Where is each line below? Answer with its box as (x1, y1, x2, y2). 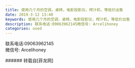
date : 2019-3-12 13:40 (5, 12, 53, 17)
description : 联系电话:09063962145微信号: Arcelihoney (5, 21, 118, 27)
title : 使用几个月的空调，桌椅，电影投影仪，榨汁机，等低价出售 (5, 7, 123, 13)
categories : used (5, 26, 42, 31)
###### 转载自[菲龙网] (5, 57, 54, 63)
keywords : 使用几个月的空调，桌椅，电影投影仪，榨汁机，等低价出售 (5, 17, 130, 22)
